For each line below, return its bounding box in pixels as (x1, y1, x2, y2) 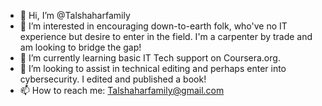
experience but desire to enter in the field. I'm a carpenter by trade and (19, 31, 313, 42)
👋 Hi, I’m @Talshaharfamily (19, 10, 131, 21)
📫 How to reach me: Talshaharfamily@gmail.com (19, 85, 225, 96)
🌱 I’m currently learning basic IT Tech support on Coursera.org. (19, 52, 281, 64)
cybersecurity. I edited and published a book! (19, 73, 207, 85)
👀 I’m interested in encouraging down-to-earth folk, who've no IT (19, 20, 288, 32)
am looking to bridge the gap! (19, 41, 142, 53)
